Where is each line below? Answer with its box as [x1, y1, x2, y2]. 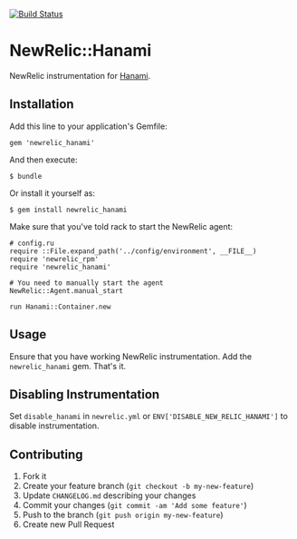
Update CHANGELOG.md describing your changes [22, 490, 196, 501]
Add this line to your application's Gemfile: [9, 121, 168, 132]
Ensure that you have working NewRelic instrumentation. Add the [9, 350, 252, 362]
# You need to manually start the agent [9, 278, 165, 288]
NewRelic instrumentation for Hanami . [9, 70, 151, 81]
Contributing [9, 446, 83, 462]
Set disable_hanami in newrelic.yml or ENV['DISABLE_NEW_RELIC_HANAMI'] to [9, 411, 288, 422]
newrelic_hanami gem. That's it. [9, 360, 127, 371]
